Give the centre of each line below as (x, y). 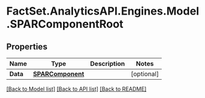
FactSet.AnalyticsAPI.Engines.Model (103, 11)
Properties (27, 47)
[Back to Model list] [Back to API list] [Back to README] (76, 89)
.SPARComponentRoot (65, 24)
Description (108, 64)
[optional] (145, 74)
